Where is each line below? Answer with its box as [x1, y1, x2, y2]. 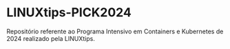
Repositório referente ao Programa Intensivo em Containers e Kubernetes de [6, 27, 224, 35]
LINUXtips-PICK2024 [6, 5, 132, 20]
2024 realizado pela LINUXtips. [6, 34, 96, 42]
